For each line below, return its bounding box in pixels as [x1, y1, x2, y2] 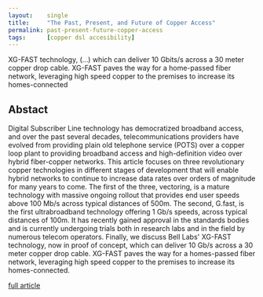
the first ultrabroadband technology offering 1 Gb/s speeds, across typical [8, 207, 247, 217]
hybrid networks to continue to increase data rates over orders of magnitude [8, 174, 256, 183]
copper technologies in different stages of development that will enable [8, 166, 239, 175]
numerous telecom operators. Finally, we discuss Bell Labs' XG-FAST [8, 233, 232, 242]
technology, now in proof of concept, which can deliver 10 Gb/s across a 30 [8, 240, 254, 250]
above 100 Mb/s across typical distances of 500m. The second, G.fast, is [8, 199, 245, 208]
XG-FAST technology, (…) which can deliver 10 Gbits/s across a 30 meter [8, 55, 245, 64]
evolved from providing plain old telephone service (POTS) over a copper [8, 141, 245, 150]
